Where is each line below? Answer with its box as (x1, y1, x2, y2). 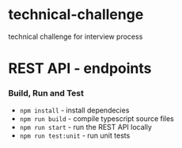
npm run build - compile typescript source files (19, 114, 174, 123)
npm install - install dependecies (19, 105, 130, 116)
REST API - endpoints (8, 59, 152, 78)
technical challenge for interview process (8, 32, 143, 41)
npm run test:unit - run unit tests (19, 131, 131, 140)
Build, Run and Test (8, 88, 85, 99)
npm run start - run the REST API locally (19, 123, 153, 132)
